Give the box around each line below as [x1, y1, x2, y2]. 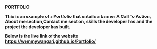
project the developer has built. [5, 24, 71, 30]
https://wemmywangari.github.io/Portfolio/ [5, 38, 96, 44]
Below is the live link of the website [5, 33, 78, 39]
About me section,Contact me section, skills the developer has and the [5, 19, 153, 24]
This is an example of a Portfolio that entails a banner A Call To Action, [5, 14, 151, 19]
